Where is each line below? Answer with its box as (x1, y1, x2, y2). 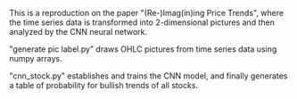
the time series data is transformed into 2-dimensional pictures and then (9, 17, 275, 28)
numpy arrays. (9, 54, 62, 63)
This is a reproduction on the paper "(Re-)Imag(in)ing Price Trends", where (9, 8, 284, 18)
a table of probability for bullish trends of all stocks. (9, 80, 199, 90)
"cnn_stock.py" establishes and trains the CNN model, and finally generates (9, 70, 288, 81)
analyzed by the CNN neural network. (9, 27, 148, 37)
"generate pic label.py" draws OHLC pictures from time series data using (9, 44, 277, 54)
